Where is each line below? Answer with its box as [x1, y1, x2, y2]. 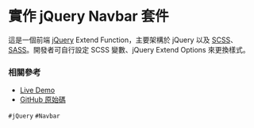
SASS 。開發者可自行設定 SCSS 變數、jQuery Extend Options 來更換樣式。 [8, 45, 250, 54]
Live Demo [19, 85, 56, 95]
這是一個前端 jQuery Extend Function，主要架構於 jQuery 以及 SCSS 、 [8, 35, 238, 45]
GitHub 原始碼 [19, 95, 66, 104]
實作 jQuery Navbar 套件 [8, 7, 169, 25]
